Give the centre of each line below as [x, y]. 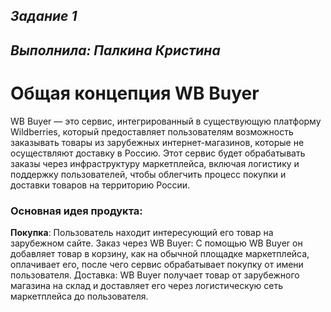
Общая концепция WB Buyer [135, 93]
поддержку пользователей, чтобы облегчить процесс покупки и [148, 174]
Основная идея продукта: [76, 211]
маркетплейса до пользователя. [79, 296]
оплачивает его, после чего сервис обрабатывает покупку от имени [157, 265]
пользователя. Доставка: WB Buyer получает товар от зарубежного [155, 275]
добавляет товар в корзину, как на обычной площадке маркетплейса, [160, 254]
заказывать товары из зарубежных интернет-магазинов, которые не [157, 142]
